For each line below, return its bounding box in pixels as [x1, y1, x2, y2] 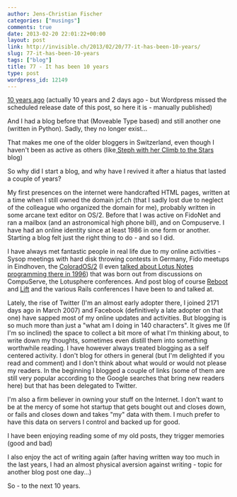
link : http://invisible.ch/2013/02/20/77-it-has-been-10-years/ [7, 43, 201, 50]
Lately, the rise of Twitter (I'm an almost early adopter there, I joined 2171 [7, 298, 219, 307]
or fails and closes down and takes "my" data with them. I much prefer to [7, 411, 221, 419]
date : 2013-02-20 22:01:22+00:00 [7, 30, 106, 38]
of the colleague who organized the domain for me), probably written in [7, 203, 216, 212]
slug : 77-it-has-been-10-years [7, 50, 100, 57]
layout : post [7, 37, 46, 44]
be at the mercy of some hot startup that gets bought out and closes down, [7, 403, 226, 411]
